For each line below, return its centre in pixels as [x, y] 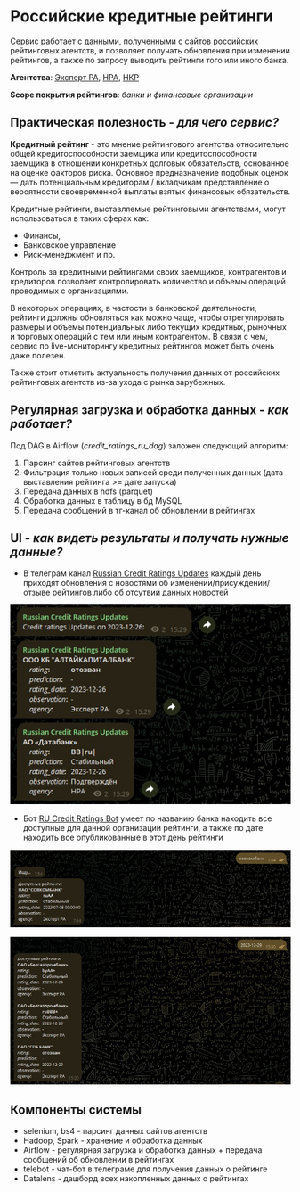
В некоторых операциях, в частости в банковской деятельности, [134, 308]
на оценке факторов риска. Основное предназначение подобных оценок [149, 172]
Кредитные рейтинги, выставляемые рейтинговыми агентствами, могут [148, 209]
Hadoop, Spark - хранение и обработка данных [113, 1141]
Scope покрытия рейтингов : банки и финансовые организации [131, 95]
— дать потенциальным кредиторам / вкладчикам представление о [140, 182]
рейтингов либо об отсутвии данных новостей [140, 592]
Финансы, [42, 235]
